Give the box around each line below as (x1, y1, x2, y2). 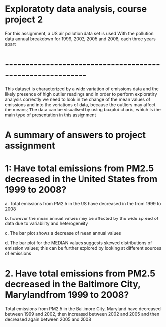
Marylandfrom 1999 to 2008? (5, 289, 129, 301)
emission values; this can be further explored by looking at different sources (5, 245, 162, 251)
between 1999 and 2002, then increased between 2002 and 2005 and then (5, 311, 160, 317)
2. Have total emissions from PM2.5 (5, 268, 156, 279)
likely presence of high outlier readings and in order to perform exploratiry (5, 91, 157, 97)
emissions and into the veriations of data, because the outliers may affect (5, 101, 156, 108)
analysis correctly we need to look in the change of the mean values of (5, 96, 151, 102)
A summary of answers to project (5, 129, 146, 141)
